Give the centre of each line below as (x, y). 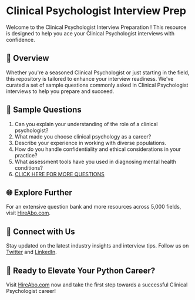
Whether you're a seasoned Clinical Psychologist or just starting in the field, (98, 72)
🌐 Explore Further (39, 192)
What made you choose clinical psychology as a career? (83, 136)
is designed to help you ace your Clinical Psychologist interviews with (90, 33)
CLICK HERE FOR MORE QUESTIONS (59, 174)
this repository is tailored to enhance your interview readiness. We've (90, 78)
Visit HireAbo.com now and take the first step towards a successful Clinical (97, 285)
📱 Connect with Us (41, 231)
